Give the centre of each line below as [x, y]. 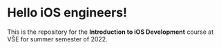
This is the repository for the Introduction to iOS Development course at [110, 32]
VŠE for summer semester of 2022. [58, 39]
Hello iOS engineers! [67, 13]
